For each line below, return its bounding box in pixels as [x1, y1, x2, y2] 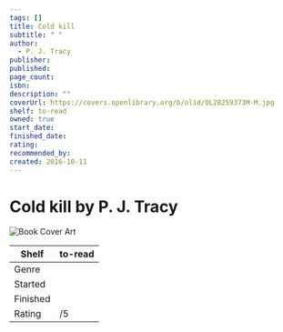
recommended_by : [9, 148, 71, 157]
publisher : [9, 55, 51, 65]
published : [9, 65, 51, 74]
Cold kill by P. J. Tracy [9, 196, 179, 216]
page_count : [9, 73, 55, 82]
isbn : [9, 81, 30, 90]
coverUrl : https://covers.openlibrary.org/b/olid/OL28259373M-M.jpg [9, 97, 275, 107]
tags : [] [9, 13, 43, 23]
